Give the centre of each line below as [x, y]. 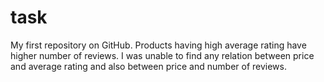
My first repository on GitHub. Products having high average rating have [158, 45]
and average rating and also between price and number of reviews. [148, 66]
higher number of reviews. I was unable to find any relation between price [162, 55]
